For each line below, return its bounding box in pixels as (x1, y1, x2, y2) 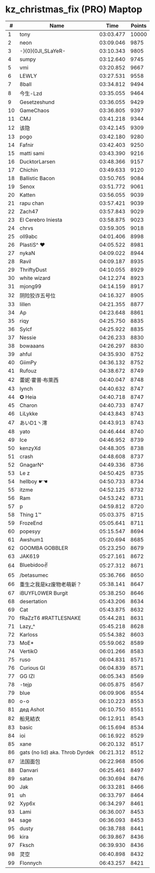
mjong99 (19, 282, 42, 290)
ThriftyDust (19, 266, 47, 273)
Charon (19, 402, 37, 409)
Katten (19, 191, 36, 198)
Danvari (19, 767, 38, 774)
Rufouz (19, 367, 37, 374)
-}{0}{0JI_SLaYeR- (19, 47, 66, 54)
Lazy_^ (19, 623, 36, 630)
